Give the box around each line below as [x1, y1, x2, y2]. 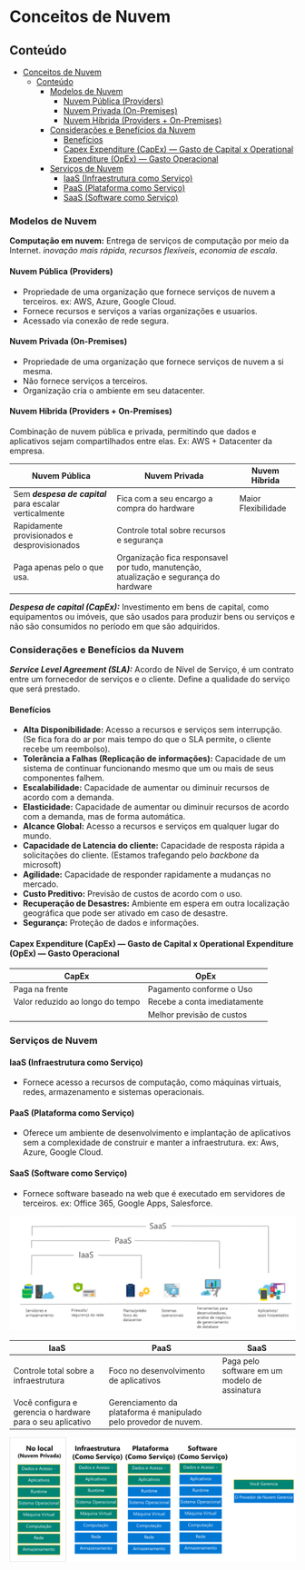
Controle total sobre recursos [116, 525, 226, 536]
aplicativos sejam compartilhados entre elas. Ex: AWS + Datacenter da [9, 435, 272, 446]
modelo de [221, 1375, 262, 1386]
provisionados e [13, 530, 74, 541]
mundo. [22, 830, 52, 841]
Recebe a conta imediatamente [147, 997, 264, 1008]
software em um [221, 1366, 283, 1376]
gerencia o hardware [13, 1406, 91, 1418]
